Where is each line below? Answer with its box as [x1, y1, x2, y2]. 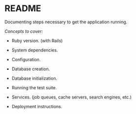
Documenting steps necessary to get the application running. [4, 19, 128, 25]
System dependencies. [11, 47, 58, 53]
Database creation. [11, 66, 50, 72]
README [4, 3, 41, 14]
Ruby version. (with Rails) [11, 37, 63, 44]
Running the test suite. [11, 84, 57, 90]
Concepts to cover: [4, 28, 43, 34]
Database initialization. [11, 75, 58, 81]
